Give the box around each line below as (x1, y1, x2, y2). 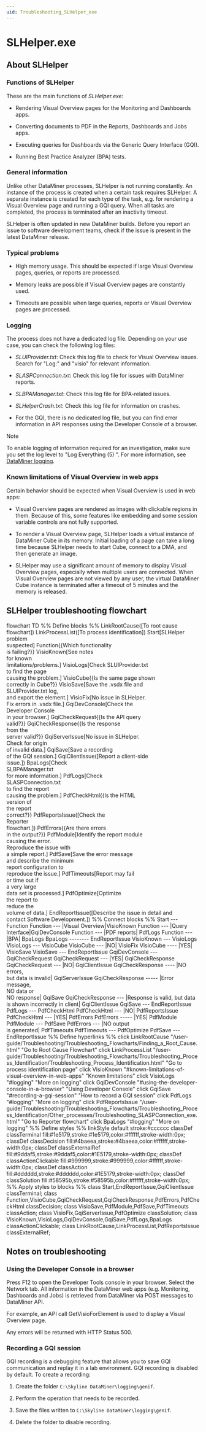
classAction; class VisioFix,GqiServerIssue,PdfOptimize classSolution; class (6, 1209, 197, 1216)
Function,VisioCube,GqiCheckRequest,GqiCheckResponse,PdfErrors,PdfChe (6, 1196, 200, 1204)
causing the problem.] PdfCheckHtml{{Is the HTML (6, 792, 136, 799)
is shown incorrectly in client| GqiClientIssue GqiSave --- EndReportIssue (6, 1000, 192, 1008)
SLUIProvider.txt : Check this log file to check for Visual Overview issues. (15, 354, 199, 361)
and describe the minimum (6, 857, 74, 864)
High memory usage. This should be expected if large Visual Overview (15, 262, 194, 270)
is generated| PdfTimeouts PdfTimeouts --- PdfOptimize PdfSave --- (6, 1026, 181, 1033)
